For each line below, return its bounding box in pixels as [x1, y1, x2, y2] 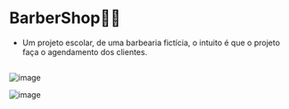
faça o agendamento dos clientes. [21, 46, 148, 57]
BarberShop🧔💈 [9, 8, 121, 28]
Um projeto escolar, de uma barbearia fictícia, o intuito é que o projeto [21, 37, 281, 48]
